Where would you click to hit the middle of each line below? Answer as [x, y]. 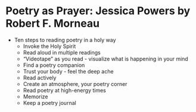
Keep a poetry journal [50, 103]
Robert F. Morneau [52, 23]
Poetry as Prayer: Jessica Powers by [98, 11]
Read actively [40, 78]
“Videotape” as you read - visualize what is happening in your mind [105, 59]
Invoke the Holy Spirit [49, 46]
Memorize [35, 97]
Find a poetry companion [54, 65]
